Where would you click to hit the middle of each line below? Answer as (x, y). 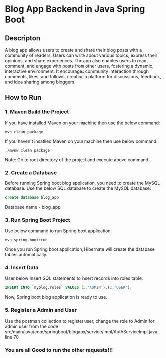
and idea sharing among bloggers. (40, 82)
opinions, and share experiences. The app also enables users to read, (77, 61)
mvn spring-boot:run (27, 240)
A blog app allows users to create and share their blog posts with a (74, 50)
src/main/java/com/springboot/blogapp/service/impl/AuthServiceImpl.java (81, 331)
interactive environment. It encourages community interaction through (77, 71)
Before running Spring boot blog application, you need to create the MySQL (83, 183)
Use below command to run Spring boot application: (59, 231)
